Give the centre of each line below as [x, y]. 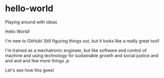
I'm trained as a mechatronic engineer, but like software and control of [76, 50]
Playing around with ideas [31, 22]
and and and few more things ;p [37, 60]
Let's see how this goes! [30, 70]
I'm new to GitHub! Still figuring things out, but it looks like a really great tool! [82, 41]
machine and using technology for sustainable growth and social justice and [82, 55]
